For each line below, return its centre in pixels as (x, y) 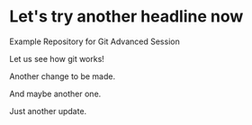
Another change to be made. (62, 76)
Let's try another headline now (126, 17)
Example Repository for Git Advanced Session (94, 41)
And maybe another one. (55, 94)
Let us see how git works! (57, 58)
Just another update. (48, 111)
